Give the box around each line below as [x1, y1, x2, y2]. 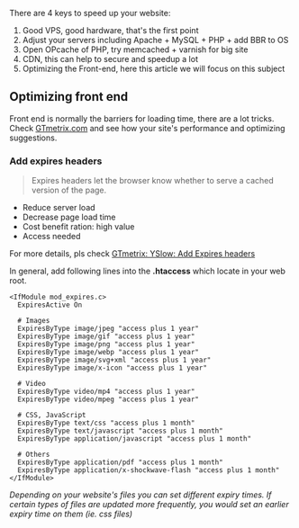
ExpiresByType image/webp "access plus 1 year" [17, 348, 200, 357]
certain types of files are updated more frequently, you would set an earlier [9, 499, 290, 510]
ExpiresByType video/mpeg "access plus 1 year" [17, 395, 200, 404]
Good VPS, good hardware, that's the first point [22, 25, 199, 35]
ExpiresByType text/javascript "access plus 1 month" [17, 426, 223, 435]
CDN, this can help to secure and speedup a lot [22, 54, 198, 64]
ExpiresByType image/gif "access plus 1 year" [17, 332, 195, 341]
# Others [17, 450, 50, 460]
